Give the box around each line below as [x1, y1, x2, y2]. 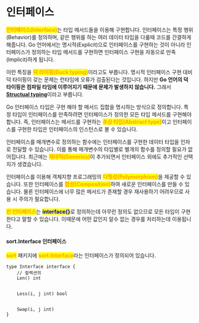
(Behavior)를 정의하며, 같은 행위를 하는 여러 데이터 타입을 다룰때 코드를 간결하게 [6, 33, 192, 40]
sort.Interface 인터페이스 [6, 237, 67, 245]
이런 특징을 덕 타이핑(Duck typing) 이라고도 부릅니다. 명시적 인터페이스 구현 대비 [6, 68, 193, 75]
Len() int [17, 275, 42, 281]
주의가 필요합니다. [18, 195, 61, 202]
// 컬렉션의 [17, 270, 42, 276]
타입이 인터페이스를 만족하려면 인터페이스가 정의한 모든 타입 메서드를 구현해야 [12, 110, 192, 118]
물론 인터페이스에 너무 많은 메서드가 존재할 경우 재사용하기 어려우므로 [23, 188, 184, 195]
